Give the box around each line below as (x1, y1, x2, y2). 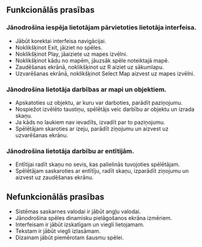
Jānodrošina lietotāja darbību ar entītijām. (6, 146, 135, 155)
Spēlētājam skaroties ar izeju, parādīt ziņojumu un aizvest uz (15, 125, 169, 132)
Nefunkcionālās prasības (6, 191, 105, 202)
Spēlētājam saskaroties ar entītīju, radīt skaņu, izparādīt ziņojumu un (15, 167, 189, 175)
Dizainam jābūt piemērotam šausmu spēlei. (15, 234, 124, 241)
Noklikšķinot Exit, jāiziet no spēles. (15, 44, 103, 51)
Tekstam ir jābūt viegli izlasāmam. (15, 227, 101, 235)
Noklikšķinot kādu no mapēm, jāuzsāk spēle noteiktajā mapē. (15, 56, 170, 64)
